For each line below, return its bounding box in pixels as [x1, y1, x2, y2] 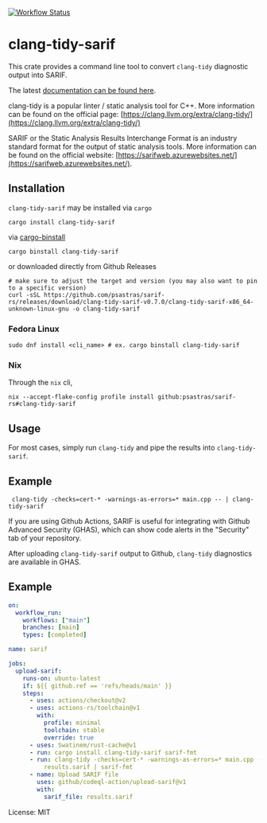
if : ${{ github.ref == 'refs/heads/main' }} [22, 681, 172, 690]
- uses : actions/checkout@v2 [29, 696, 126, 704]
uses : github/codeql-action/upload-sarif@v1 [37, 778, 187, 786]
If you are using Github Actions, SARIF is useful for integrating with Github [8, 516, 250, 525]
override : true [43, 733, 94, 742]
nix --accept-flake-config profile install [8, 393, 155, 401]
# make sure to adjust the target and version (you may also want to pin [8, 277, 258, 285]
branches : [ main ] [22, 623, 80, 632]
